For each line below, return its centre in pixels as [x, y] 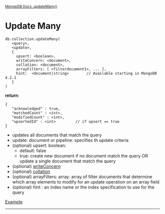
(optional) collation [31, 171]
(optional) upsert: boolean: [39, 145]
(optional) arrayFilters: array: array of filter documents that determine [82, 177]
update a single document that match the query [68, 161]
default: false [33, 150]
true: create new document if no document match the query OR [84, 156]
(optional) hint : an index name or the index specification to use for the [83, 187]
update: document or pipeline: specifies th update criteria [70, 140]
